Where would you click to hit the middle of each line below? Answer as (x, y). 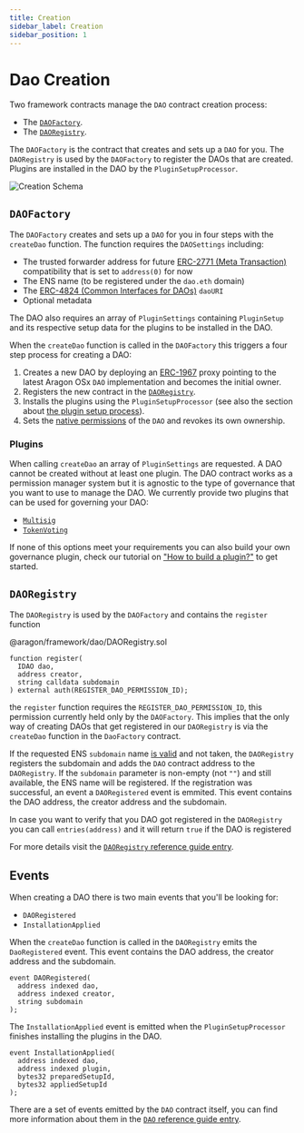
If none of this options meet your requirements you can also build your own (150, 547)
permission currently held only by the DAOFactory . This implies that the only (150, 717)
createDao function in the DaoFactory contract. (95, 736)
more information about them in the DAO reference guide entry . (126, 1119)
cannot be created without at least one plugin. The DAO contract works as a (151, 474)
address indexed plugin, (64, 1069)
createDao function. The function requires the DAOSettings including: (137, 244)
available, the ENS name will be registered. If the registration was (131, 783)
